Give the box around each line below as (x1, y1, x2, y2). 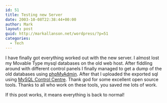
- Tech (10, 41, 24, 46)
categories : (5, 36, 31, 41)
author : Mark (5, 21, 33, 27)
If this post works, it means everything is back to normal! (5, 91, 125, 97)
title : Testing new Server (5, 12, 63, 17)
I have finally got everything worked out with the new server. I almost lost (5, 55, 159, 61)
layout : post (5, 27, 33, 32)
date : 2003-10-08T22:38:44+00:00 (5, 17, 77, 22)
